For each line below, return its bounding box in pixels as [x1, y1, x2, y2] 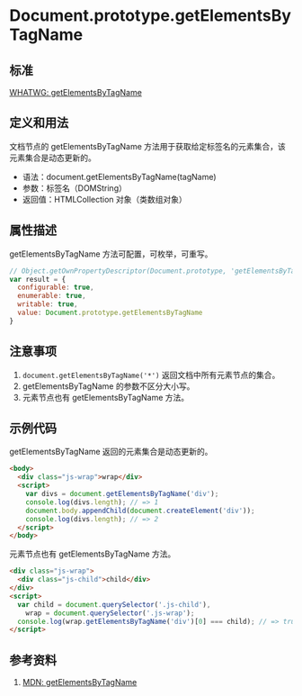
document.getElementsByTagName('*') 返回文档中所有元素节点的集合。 [22, 369, 280, 380]
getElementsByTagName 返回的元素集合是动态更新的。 [9, 447, 213, 457]
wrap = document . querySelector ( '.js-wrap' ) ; [25, 609, 195, 618]
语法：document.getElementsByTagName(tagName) [22, 171, 218, 182]
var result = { [9, 275, 67, 284]
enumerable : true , [17, 292, 87, 301]
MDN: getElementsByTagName [22, 677, 138, 688]
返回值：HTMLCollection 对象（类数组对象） [22, 194, 187, 204]
